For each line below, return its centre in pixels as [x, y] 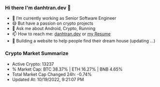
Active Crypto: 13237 [33, 64]
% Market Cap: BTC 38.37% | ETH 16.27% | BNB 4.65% [67, 69]
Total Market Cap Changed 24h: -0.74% [52, 74]
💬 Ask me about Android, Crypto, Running [54, 29]
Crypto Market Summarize [37, 54]
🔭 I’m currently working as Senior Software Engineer [64, 18]
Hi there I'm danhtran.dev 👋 [38, 8]
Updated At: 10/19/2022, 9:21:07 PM [48, 79]
